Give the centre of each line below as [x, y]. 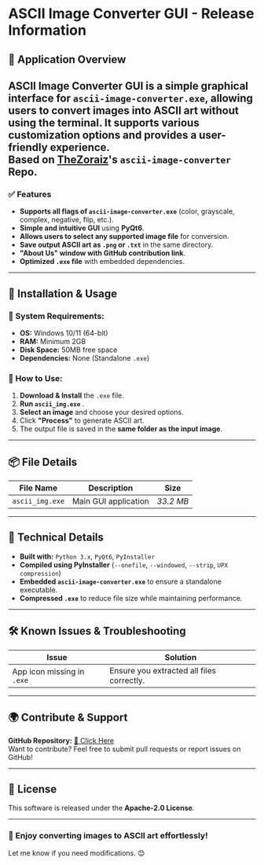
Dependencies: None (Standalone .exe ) [84, 357]
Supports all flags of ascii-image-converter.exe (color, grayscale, [127, 211]
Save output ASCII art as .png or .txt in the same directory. [116, 245]
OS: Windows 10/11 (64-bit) [64, 333]
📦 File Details [43, 462]
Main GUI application [110, 501]
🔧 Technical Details [56, 538]
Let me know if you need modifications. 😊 [77, 852]
